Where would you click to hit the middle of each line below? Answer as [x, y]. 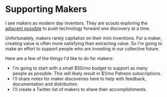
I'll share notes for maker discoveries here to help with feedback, [79, 78]
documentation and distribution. [45, 84]
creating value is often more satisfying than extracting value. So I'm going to [84, 43]
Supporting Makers [46, 9]
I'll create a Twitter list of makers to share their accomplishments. [80, 89]
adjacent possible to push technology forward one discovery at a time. [78, 28]
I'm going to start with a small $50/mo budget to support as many [80, 68]
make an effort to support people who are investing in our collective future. [82, 48]
